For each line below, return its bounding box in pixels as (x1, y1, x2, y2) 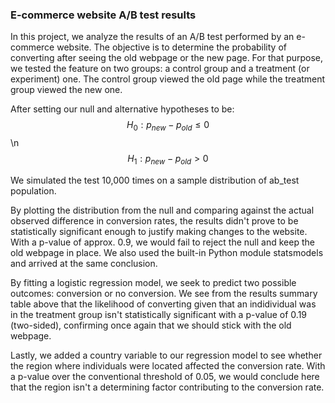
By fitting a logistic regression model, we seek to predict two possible (10, 276, 297, 288)
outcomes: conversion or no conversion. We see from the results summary (10, 287, 318, 299)
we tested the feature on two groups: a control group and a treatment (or (10, 63, 310, 75)
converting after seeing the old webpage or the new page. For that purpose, (10, 52, 324, 64)
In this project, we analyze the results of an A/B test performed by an (10, 31, 295, 43)
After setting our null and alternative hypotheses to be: (10, 103, 235, 115)
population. (10, 184, 57, 197)
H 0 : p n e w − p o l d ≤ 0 (126, 119, 210, 133)
